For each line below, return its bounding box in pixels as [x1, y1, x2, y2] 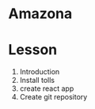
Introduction [19, 67, 60, 77]
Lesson [8, 41, 58, 59]
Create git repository [19, 92, 88, 102]
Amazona [8, 5, 73, 23]
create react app [19, 84, 74, 93]
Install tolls [19, 76, 55, 85]
